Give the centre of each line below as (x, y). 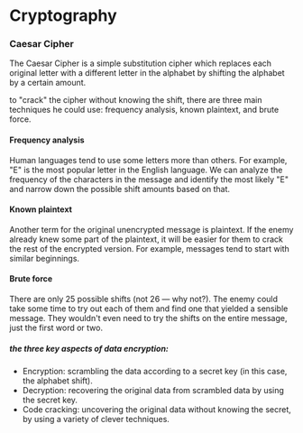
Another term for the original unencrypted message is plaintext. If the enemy (151, 229)
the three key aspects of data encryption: (89, 348)
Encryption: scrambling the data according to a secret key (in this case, (155, 372)
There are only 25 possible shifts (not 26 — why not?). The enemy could (143, 299)
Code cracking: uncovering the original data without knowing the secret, (156, 410)
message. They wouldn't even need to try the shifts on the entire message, (148, 318)
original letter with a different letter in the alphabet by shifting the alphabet (147, 73)
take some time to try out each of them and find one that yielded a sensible (149, 309)
